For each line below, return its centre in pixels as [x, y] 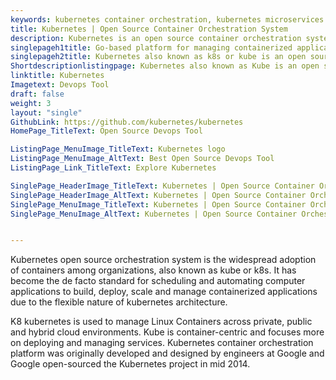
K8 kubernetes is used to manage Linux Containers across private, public [161, 322]
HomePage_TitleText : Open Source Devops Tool [106, 131]
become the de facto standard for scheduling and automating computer [158, 281]
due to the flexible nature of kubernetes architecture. [119, 302]
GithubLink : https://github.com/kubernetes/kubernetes [127, 122]
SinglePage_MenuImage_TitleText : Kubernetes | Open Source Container [158, 204]
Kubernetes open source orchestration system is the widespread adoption [163, 260]
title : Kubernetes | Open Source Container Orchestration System [149, 29]
